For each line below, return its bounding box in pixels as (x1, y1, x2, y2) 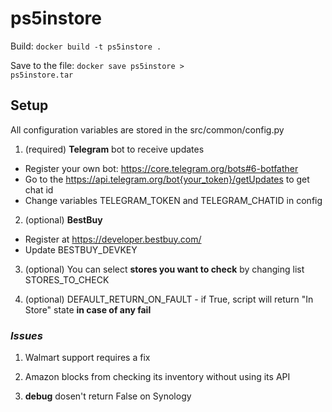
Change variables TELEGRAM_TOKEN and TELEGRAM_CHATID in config (24, 194, 323, 206)
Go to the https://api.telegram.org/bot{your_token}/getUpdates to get (24, 173, 310, 185)
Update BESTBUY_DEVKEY (24, 243, 138, 256)
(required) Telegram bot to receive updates (24, 143, 205, 155)
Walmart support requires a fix (24, 352, 151, 364)
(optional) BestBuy (24, 213, 103, 226)
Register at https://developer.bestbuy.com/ (24, 233, 202, 245)
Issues (10, 328, 43, 342)
